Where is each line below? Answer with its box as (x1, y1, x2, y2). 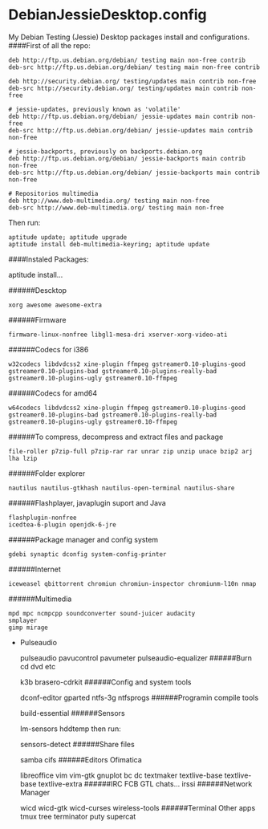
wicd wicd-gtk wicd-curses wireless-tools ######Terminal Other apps (19, 803, 256, 812)
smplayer (8, 616, 38, 624)
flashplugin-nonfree (8, 514, 78, 522)
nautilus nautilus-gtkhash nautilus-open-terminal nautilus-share (8, 484, 235, 492)
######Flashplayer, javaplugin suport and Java (8, 498, 166, 507)
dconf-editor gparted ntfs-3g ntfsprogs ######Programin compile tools (19, 693, 259, 702)
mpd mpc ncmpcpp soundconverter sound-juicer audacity (8, 609, 196, 617)
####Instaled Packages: (8, 254, 89, 264)
